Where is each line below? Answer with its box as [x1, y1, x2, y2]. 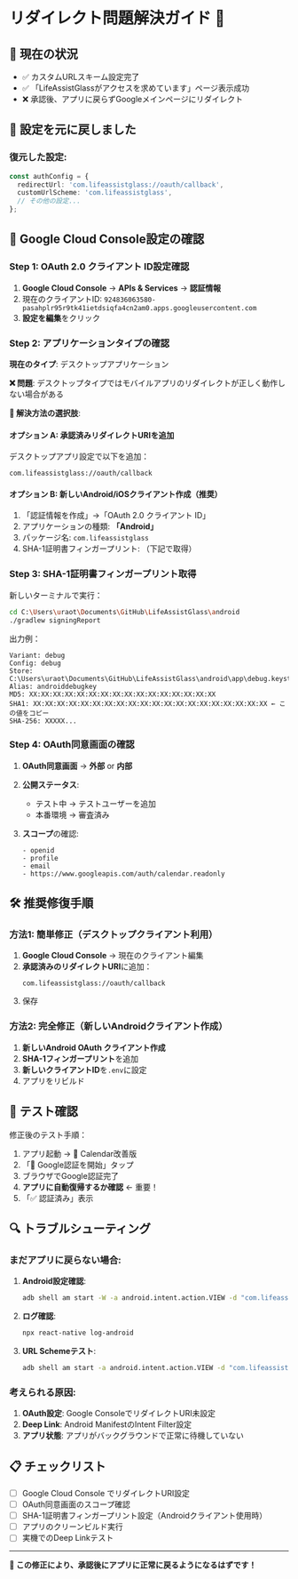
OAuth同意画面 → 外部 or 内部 [21, 760, 133, 771]
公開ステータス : [21, 779, 80, 789]
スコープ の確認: [21, 828, 80, 838]
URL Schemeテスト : [21, 1346, 97, 1357]
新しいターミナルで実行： [9, 589, 103, 600]
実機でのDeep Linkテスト [21, 1533, 114, 1543]
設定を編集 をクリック [21, 312, 100, 323]
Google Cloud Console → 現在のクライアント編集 [21, 950, 204, 961]
